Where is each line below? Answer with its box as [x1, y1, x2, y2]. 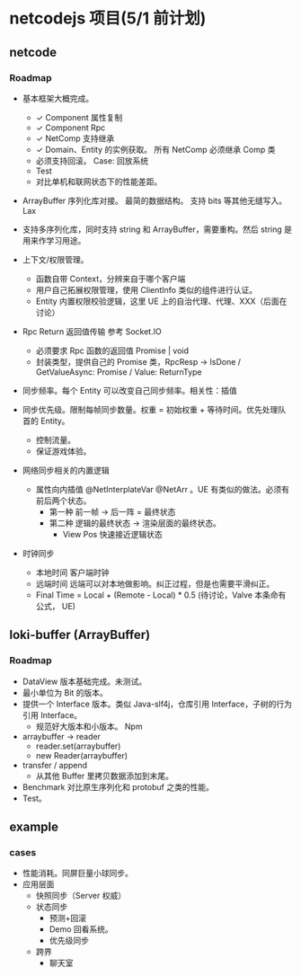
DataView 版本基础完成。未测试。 [22, 676, 146, 687]
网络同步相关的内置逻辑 [22, 465, 110, 475]
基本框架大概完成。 [22, 93, 94, 103]
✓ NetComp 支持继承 [35, 132, 115, 144]
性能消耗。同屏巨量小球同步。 [22, 868, 133, 879]
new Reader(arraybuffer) [35, 750, 128, 760]
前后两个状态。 [35, 495, 92, 506]
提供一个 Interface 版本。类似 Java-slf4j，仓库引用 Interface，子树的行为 [22, 698, 293, 709]
